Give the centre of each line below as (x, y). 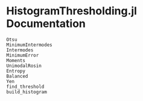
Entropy (16, 71)
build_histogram (27, 92)
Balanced (17, 76)
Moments (16, 60)
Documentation (46, 24)
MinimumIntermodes (29, 45)
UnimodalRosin (24, 66)
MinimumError (23, 55)
